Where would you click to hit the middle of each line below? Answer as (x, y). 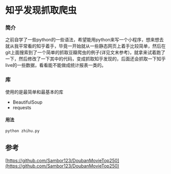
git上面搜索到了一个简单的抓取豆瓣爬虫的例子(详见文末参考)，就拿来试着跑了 (85, 53)
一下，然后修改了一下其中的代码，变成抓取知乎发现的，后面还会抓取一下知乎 (85, 59)
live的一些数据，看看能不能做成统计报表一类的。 (56, 65)
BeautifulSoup (27, 102)
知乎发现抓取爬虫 (41, 10)
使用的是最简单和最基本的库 (34, 92)
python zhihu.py (22, 131)
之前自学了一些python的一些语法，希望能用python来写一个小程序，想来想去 (84, 40)
